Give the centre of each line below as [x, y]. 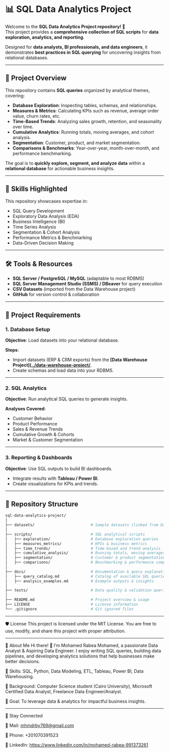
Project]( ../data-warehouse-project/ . [52, 365]
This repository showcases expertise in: [47, 201]
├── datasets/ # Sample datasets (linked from [82, 525]
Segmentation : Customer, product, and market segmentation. [76, 143]
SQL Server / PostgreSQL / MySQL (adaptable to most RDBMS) [78, 278]
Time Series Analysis [34, 227]
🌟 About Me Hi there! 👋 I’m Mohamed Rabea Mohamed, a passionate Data [82, 645]
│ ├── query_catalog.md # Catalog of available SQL [77, 576]
